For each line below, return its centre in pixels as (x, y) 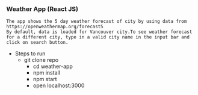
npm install (46, 73)
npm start (45, 79)
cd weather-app (53, 66)
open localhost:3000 (59, 85)
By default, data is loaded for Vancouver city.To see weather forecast (99, 32)
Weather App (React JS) (42, 9)
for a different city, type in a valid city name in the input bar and (98, 37)
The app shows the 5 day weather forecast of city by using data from (97, 22)
